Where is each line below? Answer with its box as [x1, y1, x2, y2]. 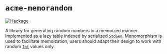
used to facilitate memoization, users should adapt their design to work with [5, 38, 161, 44]
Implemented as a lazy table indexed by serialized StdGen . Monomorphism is [5, 33, 162, 39]
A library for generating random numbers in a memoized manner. [5, 27, 139, 33]
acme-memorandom [5, 3, 72, 13]
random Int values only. [5, 43, 55, 49]
